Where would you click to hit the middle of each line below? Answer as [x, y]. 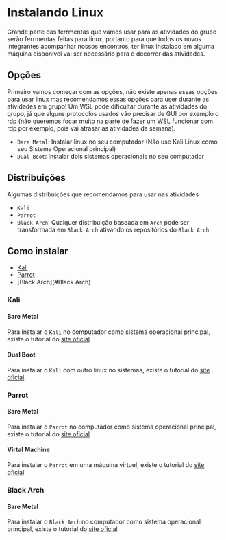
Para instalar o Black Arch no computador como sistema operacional [104, 522]
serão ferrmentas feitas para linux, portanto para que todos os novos [104, 38]
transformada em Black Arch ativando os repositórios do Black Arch [113, 229]
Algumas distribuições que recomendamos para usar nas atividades [103, 194]
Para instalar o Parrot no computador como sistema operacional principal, [112, 427]
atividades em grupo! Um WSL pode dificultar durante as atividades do [107, 106]
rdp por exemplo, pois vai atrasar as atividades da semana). [91, 128]
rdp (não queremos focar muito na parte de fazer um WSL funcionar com [110, 121]
